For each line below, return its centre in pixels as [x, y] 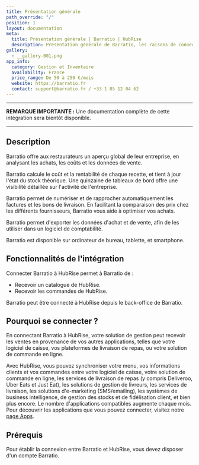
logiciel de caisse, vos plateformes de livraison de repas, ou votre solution [97, 348]
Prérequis [25, 435]
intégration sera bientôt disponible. [49, 118]
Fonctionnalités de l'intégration [65, 259]
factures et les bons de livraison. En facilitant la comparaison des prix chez [98, 204]
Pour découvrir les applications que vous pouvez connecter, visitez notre [95, 410]
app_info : [18, 61]
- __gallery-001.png [37, 56]
